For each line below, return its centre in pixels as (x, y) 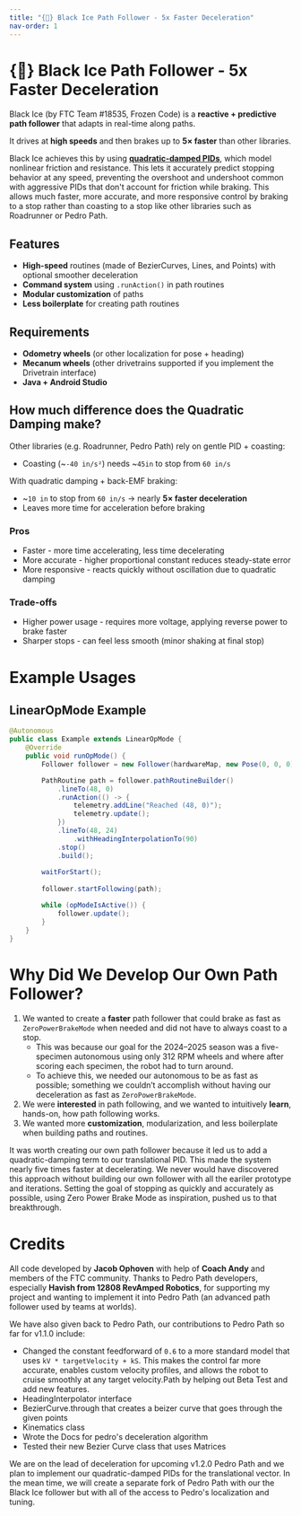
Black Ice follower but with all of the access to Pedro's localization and (139, 1493)
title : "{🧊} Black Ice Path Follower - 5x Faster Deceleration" (132, 18)
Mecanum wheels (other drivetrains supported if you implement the (148, 364)
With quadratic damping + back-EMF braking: (93, 480)
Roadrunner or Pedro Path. (59, 215)
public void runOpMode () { (76, 756)
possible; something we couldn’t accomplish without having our (153, 1085)
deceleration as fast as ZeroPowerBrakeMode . (116, 1095)
